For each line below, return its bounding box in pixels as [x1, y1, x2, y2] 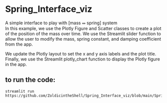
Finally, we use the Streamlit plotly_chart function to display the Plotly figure [5, 56, 160, 62]
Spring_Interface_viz [5, 3, 92, 15]
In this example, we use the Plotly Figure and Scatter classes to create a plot [5, 25, 162, 31]
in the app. [5, 61, 27, 67]
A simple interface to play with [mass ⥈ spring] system [5, 20, 118, 26]
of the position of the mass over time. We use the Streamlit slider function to [5, 31, 162, 37]
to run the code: [5, 76, 56, 84]
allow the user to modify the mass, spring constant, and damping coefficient [5, 36, 162, 42]
